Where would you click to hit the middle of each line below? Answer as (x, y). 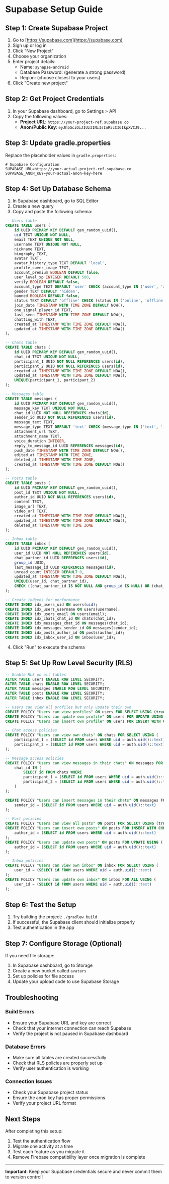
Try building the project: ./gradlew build (55, 917)
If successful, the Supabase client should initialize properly (73, 922)
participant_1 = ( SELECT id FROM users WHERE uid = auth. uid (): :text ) (90, 740)
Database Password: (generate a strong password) (73, 72)
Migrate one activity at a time (43, 1146)
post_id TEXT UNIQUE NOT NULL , (47, 492)
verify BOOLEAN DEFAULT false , (47, 282)
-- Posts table (21, 478)
